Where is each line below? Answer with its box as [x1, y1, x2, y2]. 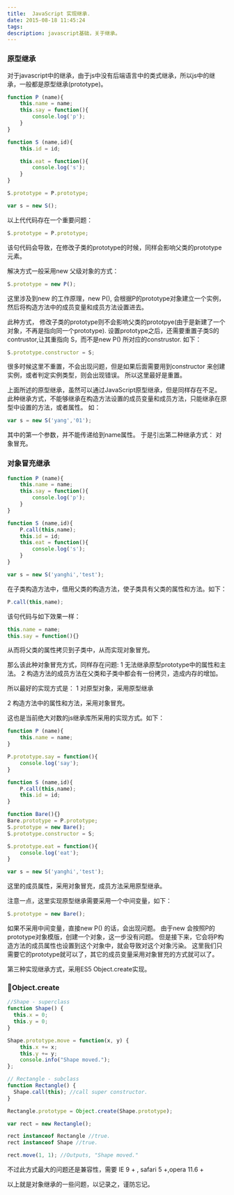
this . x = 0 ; [13, 1012, 49, 1019]
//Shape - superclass [7, 999, 70, 1005]
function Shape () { [7, 1005, 64, 1012]
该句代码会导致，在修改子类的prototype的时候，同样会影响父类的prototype [7, 243, 222, 252]
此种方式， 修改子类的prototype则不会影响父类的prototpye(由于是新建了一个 [7, 318, 226, 326]
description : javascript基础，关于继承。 [7, 29, 120, 37]
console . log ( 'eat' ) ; [19, 849, 79, 856]
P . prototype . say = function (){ [7, 753, 98, 760]
